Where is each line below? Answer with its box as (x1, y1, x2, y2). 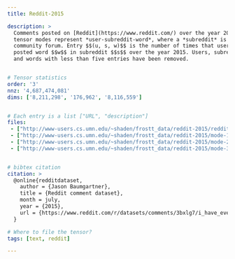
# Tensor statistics (7, 74, 68, 81)
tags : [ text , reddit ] (7, 235, 71, 242)
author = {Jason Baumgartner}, (20, 183, 111, 190)
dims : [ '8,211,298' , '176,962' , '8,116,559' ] (7, 94, 142, 101)
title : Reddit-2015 (7, 10, 64, 17)
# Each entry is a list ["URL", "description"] (7, 113, 149, 120)
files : (7, 119, 27, 126)
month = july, (20, 197, 61, 204)
